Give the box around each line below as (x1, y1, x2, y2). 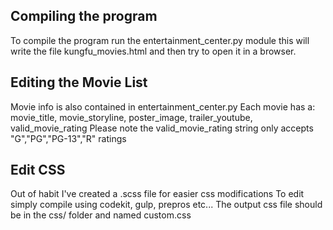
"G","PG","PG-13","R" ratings (10, 132, 127, 144)
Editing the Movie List (10, 74, 148, 91)
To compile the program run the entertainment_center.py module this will (10, 34, 310, 46)
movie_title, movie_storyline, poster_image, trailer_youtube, (10, 111, 253, 123)
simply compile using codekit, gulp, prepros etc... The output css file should (10, 199, 323, 211)
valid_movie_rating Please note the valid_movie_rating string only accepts (10, 122, 314, 134)
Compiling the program (10, 8, 158, 25)
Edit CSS (10, 162, 66, 179)
